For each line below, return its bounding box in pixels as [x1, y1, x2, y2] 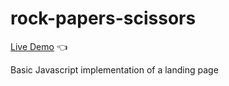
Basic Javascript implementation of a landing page [10, 63, 219, 76]
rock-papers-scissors [10, 7, 197, 30]
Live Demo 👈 [10, 40, 68, 52]
